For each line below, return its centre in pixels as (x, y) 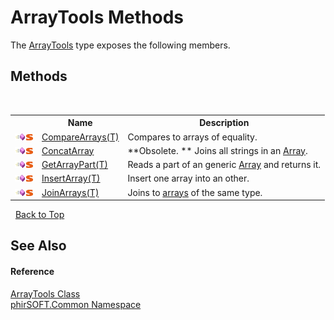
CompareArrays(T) (80, 137)
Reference (32, 271)
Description (224, 123)
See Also (38, 246)
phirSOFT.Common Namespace (76, 304)
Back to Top (39, 214)
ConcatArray (68, 150)
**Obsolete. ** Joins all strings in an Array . (217, 150)
